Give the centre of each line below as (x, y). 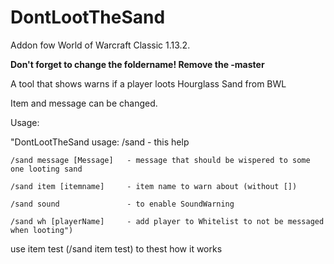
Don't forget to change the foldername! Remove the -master (137, 64)
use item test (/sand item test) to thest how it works (116, 248)
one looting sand (46, 169)
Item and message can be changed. (84, 103)
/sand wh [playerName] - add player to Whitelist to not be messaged (167, 221)
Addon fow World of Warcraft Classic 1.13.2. (100, 45)
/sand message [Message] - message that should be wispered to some (160, 160)
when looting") (42, 230)
